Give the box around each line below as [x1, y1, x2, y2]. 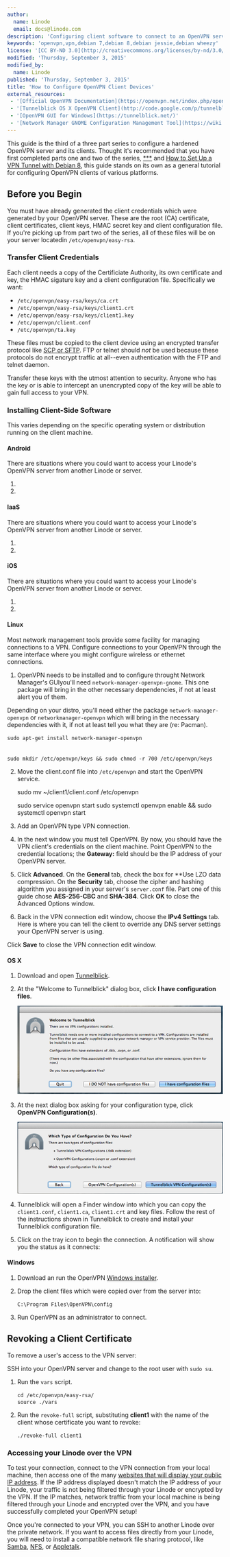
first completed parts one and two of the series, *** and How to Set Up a [7, 154, 212, 162]
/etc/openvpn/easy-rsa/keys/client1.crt [16, 305, 134, 311]
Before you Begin [7, 189, 82, 200]
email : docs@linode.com [13, 25, 81, 32]
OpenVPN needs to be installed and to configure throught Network [16, 671, 205, 679]
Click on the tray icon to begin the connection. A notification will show [16, 1235, 214, 1244]
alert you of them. [16, 693, 68, 701]
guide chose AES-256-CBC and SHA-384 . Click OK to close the [16, 892, 200, 900]
